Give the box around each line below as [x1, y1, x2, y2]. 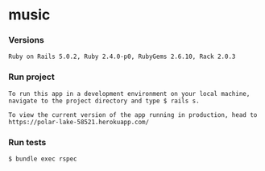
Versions [8, 35, 44, 46]
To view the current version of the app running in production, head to [8, 111, 258, 119]
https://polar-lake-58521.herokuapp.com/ [8, 118, 150, 126]
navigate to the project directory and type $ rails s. [8, 97, 200, 105]
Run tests [8, 136, 47, 148]
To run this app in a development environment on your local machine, [8, 90, 251, 98]
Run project [8, 71, 55, 82]
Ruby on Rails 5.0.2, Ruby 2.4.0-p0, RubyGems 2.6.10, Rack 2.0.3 [8, 52, 236, 61]
